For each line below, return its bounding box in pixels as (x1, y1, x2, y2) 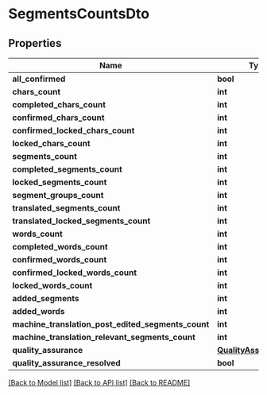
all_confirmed (12, 73, 66, 84)
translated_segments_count (12, 203, 121, 213)
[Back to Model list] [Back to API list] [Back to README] (8, 378, 191, 387)
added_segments (12, 293, 79, 304)
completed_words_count (12, 242, 108, 252)
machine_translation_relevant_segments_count (12, 331, 196, 343)
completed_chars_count (12, 99, 106, 110)
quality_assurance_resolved (12, 358, 121, 368)
